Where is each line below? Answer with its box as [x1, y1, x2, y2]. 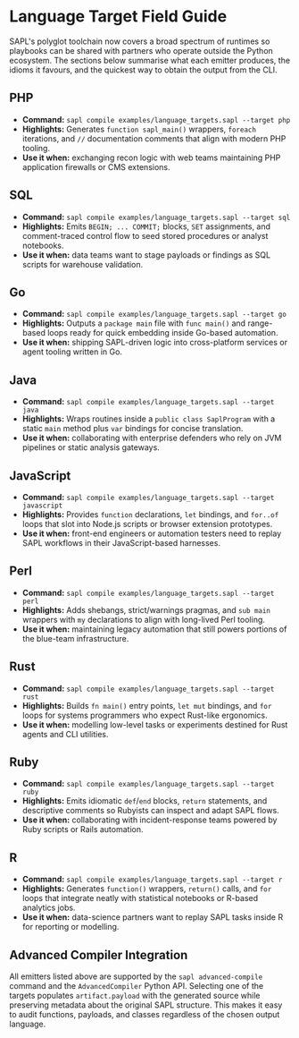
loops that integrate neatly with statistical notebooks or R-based [21, 893, 259, 904]
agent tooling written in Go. [21, 346, 123, 357]
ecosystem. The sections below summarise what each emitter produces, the [9, 55, 291, 65]
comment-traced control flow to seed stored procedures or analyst [21, 230, 269, 241]
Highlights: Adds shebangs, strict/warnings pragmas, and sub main [21, 604, 270, 615]
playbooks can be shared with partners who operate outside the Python [9, 45, 274, 55]
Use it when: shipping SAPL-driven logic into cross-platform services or [21, 337, 288, 348]
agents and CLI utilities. [21, 728, 109, 739]
